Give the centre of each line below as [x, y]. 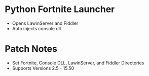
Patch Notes [31, 49]
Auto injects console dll [36, 28]
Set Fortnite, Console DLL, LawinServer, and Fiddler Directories [78, 63]
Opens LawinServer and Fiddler [45, 23]
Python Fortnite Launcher [60, 9]
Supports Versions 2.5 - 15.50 [43, 68]
